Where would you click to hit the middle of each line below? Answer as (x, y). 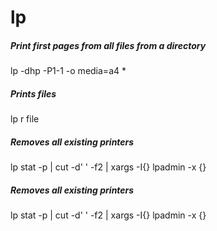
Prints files (33, 93)
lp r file (25, 119)
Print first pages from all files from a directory (108, 45)
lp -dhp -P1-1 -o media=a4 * (68, 71)
